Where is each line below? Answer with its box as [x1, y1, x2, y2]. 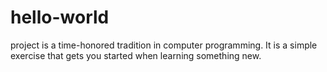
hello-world [10, 6, 110, 29]
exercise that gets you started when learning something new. [10, 49, 262, 61]
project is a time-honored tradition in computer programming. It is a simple [10, 39, 318, 51]
